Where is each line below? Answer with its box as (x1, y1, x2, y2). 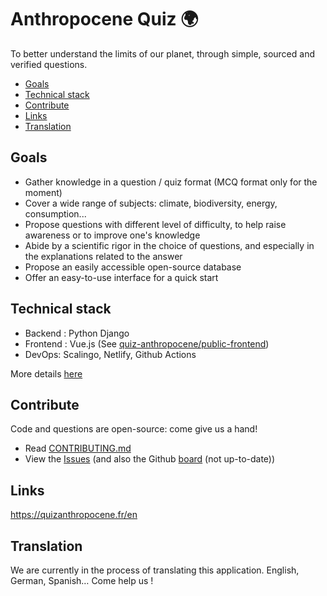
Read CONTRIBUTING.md (24, 442, 132, 455)
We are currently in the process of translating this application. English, (10, 564, 300, 576)
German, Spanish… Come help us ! (10, 575, 154, 586)
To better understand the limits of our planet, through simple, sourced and (10, 47, 315, 60)
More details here (10, 367, 83, 380)
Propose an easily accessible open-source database (24, 261, 242, 273)
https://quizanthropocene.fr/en (10, 509, 138, 521)
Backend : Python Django (24, 327, 130, 339)
